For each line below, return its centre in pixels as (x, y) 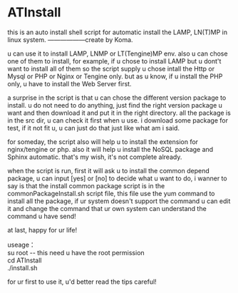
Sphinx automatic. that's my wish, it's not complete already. (95, 157)
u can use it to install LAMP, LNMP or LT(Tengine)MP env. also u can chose (118, 53)
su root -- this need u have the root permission (76, 252)
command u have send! (42, 216)
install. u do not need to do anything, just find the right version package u (115, 105)
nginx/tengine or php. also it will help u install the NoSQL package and (110, 149)
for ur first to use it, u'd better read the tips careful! (82, 282)
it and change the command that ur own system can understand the (107, 208)
